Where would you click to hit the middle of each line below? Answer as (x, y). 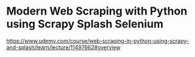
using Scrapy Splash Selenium (85, 24)
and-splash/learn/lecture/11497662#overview (63, 47)
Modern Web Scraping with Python (97, 11)
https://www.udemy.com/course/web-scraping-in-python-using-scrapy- (98, 41)
